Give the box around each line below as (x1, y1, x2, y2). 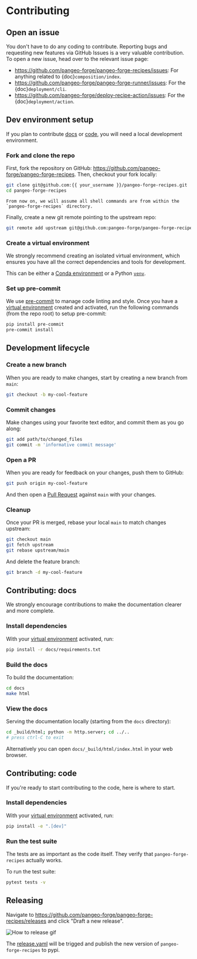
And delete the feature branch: (6, 558, 80, 565)
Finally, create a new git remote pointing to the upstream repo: (6, 213, 157, 220)
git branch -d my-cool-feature (6, 569, 83, 575)
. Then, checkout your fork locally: (74, 171, 157, 178)
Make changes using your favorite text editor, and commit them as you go (6, 419, 184, 426)
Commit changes (6, 406, 56, 414)
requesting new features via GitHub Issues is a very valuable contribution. (6, 49, 185, 56)
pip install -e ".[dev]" (6, 823, 67, 829)
